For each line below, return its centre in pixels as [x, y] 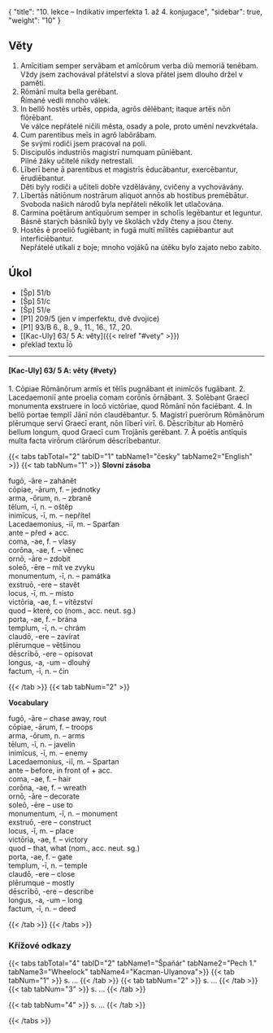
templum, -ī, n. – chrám [47, 628]
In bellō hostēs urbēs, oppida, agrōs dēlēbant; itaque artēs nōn [125, 108]
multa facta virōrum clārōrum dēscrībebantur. [84, 440]
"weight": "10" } [35, 20]
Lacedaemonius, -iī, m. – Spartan [64, 761]
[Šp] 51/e [35, 309]
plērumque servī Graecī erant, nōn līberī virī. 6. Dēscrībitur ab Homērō [126, 423]
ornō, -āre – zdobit [39, 558]
